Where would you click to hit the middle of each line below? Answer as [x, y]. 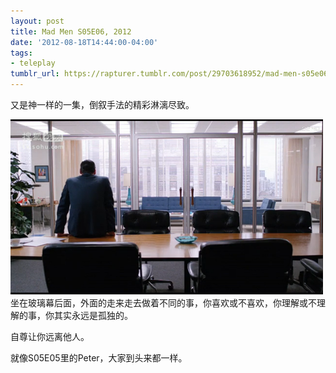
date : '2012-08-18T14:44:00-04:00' [84, 42]
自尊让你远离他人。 [50, 336]
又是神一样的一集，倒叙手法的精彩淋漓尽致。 [102, 104]
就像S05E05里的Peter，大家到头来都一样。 [99, 358]
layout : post [37, 21]
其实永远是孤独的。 [93, 315]
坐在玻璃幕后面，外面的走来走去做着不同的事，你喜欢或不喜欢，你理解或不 [163, 303]
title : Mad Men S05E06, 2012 [71, 31]
